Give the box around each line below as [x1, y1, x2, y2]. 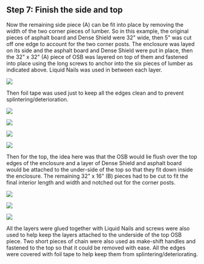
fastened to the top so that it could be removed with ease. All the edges [6, 244, 186, 251]
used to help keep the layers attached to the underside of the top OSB [6, 231, 182, 239]
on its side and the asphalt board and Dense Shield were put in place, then [6, 47, 193, 54]
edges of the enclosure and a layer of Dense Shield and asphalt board [6, 159, 182, 166]
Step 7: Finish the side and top [6, 5, 123, 15]
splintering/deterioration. [6, 95, 69, 103]
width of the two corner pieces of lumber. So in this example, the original [6, 27, 189, 35]
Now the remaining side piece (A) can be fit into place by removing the [6, 21, 184, 28]
